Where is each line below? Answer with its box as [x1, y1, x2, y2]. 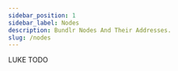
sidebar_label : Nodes [8, 19, 80, 27]
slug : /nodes [8, 33, 51, 42]
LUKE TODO [8, 55, 49, 65]
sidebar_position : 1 [8, 11, 77, 20]
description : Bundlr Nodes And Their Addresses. [8, 26, 172, 34]
